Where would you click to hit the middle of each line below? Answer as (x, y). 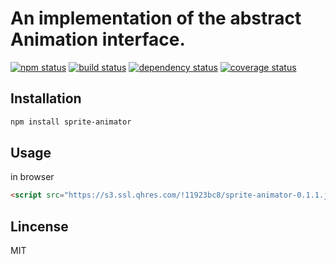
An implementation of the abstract (156, 18)
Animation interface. (98, 39)
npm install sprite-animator (71, 122)
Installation (46, 98)
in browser (32, 177)
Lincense (39, 226)
